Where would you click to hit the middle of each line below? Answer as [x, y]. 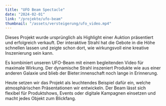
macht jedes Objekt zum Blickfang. [41, 99]
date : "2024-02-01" [25, 14]
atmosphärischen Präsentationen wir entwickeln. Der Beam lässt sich [76, 88]
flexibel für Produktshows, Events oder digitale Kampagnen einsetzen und [80, 93]
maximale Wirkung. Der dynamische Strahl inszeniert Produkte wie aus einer [83, 68]
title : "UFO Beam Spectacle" [35, 10]
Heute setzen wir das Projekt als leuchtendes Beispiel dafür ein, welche [78, 83]
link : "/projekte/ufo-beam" [34, 19]
